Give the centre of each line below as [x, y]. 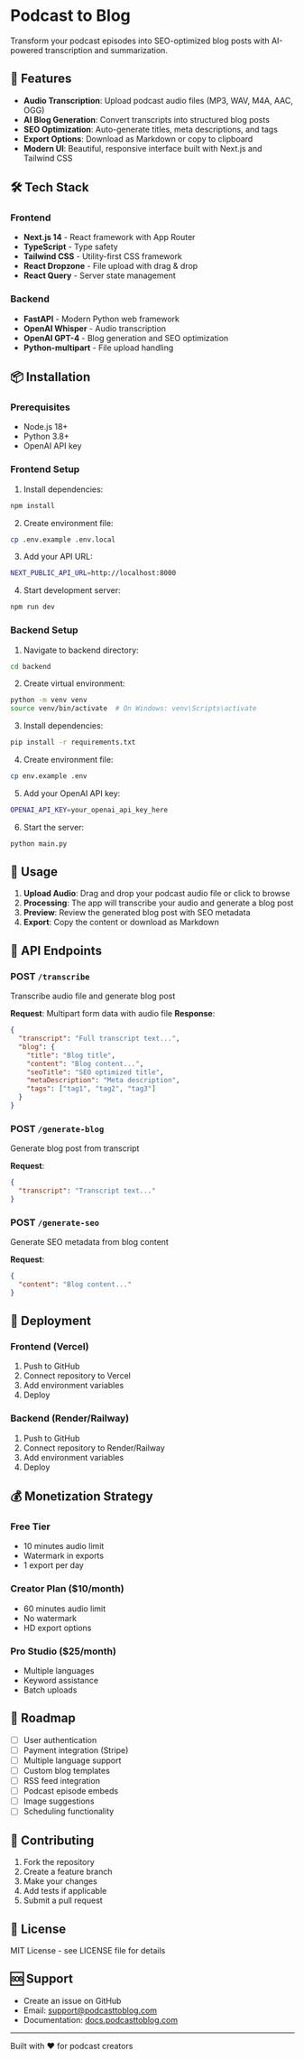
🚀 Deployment [51, 1321]
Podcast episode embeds [71, 1791]
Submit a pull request [63, 1900]
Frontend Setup [45, 469]
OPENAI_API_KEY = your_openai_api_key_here [89, 810]
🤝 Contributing [52, 1840]
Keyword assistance [60, 1680]
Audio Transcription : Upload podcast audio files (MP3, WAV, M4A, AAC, [158, 100]
